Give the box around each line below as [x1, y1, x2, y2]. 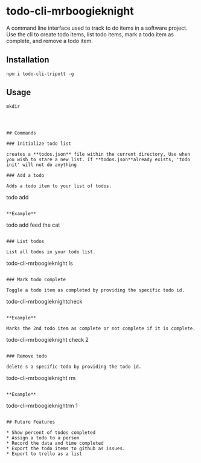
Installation [6, 55, 49, 65]
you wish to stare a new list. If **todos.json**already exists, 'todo [6, 156, 190, 162]
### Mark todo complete [6, 276, 66, 282]
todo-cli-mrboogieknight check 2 [6, 336, 89, 343]
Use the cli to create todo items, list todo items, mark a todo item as [6, 30, 174, 38]
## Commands [6, 130, 36, 136]
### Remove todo [6, 353, 47, 359]
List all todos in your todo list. [6, 248, 96, 255]
